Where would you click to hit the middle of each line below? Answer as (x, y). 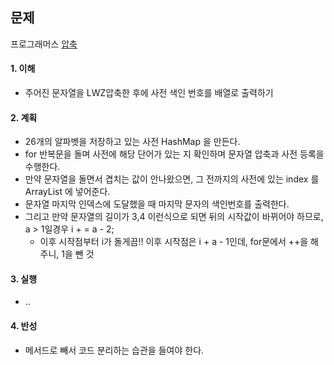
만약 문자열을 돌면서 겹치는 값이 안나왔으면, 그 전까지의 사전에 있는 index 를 (172, 179)
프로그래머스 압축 (44, 44)
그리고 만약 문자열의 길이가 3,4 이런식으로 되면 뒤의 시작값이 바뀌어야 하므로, (174, 217)
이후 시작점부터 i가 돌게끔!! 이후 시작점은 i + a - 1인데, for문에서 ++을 (174, 242)
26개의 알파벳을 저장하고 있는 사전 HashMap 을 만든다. (132, 142)
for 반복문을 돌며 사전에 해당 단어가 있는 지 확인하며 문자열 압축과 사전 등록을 (174, 154)
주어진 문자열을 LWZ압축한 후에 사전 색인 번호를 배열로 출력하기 (149, 93)
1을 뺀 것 (78, 254)
